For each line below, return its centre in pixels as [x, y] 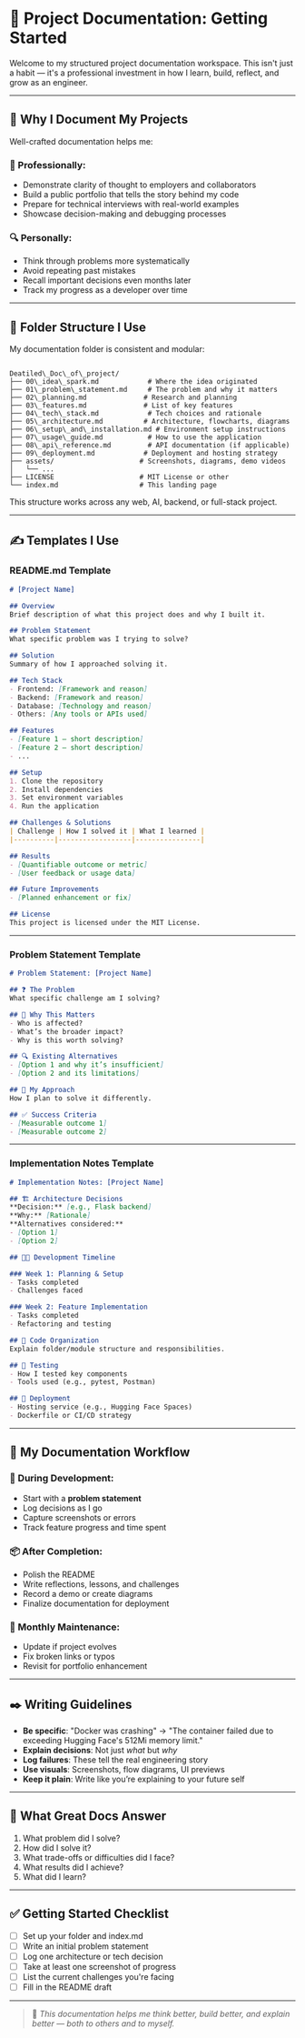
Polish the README [59, 1574]
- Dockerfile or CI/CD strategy [70, 1416]
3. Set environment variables [67, 798]
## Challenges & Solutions [60, 823]
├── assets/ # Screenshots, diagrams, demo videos [148, 462]
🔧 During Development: [62, 1479]
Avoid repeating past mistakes [79, 271]
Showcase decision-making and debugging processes [124, 214]
